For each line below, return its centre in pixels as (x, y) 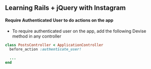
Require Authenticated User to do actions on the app (59, 20)
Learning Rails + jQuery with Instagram (65, 8)
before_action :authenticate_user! (46, 49)
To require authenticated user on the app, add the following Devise (79, 31)
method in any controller (37, 36)
